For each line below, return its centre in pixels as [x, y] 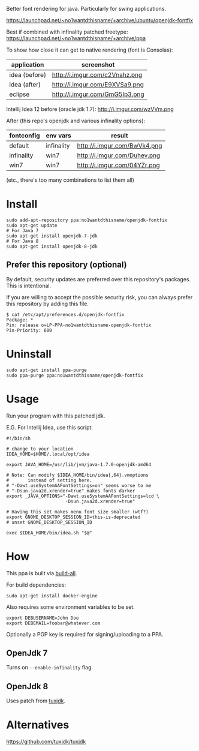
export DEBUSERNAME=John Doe [43, 618]
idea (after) [25, 85]
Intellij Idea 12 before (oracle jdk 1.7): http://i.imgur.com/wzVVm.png [90, 109]
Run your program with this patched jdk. [56, 416]
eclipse [19, 94]
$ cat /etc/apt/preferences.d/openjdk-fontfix [65, 314]
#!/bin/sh [19, 438]
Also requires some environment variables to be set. [70, 607]
